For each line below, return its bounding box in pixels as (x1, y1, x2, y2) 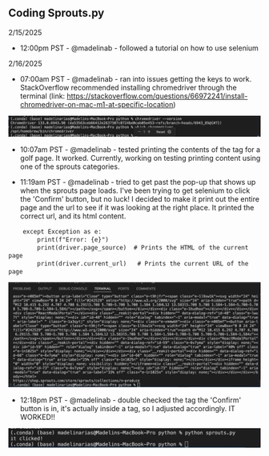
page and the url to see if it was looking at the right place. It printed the (19, 203, 255, 213)
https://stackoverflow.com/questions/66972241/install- (66, 91, 248, 101)
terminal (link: (19, 91, 66, 101)
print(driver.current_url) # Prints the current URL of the (37, 260, 249, 268)
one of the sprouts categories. (19, 162, 120, 171)
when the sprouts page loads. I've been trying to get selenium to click (19, 186, 251, 195)
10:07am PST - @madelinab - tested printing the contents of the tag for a (19, 145, 261, 154)
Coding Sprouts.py (8, 6, 105, 20)
